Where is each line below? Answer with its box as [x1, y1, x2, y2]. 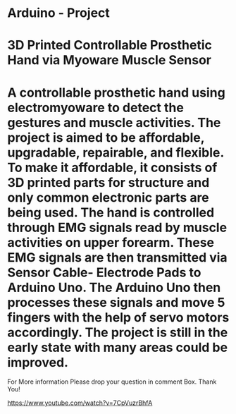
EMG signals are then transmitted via [7, 249, 228, 265]
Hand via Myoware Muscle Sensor [7, 52, 211, 68]
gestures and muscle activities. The [7, 114, 221, 130]
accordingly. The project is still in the [7, 324, 228, 340]
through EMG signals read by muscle [7, 219, 228, 236]
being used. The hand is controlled [7, 205, 215, 220]
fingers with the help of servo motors [7, 309, 230, 325]
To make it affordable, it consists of [7, 159, 218, 176]
